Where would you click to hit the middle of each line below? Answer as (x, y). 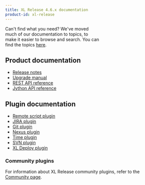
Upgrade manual (30, 77)
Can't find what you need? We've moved (47, 28)
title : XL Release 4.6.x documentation (47, 10)
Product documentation (43, 60)
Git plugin (22, 127)
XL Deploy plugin (30, 148)
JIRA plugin (24, 121)
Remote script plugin (34, 116)
